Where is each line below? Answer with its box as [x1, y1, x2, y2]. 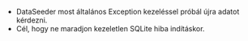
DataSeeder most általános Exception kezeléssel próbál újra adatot [15, 7, 240, 16]
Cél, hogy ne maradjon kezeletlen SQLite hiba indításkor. [15, 24, 205, 33]
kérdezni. [15, 15, 48, 25]
